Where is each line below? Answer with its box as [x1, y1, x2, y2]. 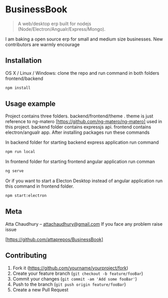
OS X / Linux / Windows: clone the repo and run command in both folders [5, 70, 159, 76]
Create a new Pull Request [12, 286, 69, 293]
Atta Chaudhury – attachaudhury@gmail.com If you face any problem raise [5, 221, 163, 227]
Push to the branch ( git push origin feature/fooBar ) [12, 281, 126, 287]
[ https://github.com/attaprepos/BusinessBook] [5, 236, 104, 242]
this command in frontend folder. [5, 183, 74, 189]
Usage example [5, 100, 56, 108]
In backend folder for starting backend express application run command [5, 140, 159, 146]
